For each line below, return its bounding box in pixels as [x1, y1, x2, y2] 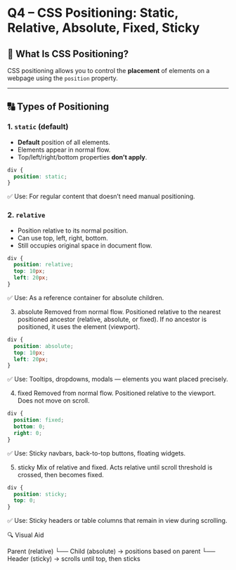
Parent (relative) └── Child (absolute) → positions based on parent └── [7, 547, 216, 556]
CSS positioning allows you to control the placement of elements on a [7, 67, 210, 75]
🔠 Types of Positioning [7, 101, 110, 113]
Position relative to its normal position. [17, 226, 129, 235]
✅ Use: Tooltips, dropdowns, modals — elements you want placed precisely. [7, 375, 228, 384]
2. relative [7, 210, 46, 220]
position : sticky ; [13, 491, 68, 498]
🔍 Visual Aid [7, 531, 44, 539]
